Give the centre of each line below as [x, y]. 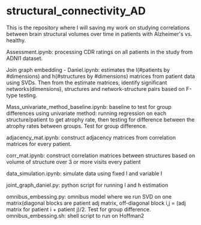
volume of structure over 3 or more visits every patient [73, 162]
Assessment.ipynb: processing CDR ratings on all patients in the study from [100, 51]
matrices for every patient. [39, 144]
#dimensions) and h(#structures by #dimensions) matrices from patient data [100, 76]
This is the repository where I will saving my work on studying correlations [98, 28]
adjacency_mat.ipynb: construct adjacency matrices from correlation [91, 137]
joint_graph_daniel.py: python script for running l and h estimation [87, 185]
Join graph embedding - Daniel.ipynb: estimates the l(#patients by [88, 69]
